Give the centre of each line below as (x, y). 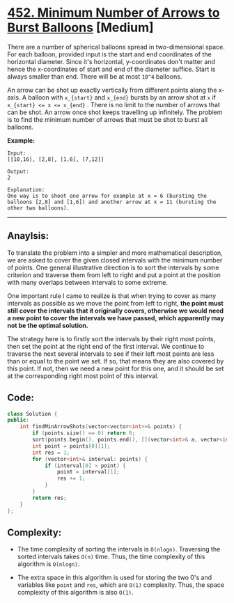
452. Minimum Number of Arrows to (114, 13)
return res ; (50, 498)
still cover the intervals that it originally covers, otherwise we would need (116, 311)
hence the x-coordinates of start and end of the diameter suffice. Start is (111, 69)
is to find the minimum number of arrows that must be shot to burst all (107, 119)
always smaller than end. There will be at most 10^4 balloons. (95, 76)
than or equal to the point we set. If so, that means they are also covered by (116, 361)
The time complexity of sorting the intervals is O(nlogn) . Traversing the (119, 549)
